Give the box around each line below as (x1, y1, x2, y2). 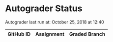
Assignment (35, 30, 65, 37)
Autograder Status (5, 3, 83, 14)
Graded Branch (69, 30, 106, 37)
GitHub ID (7, 30, 31, 37)
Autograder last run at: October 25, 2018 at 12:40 (5, 19, 104, 25)
